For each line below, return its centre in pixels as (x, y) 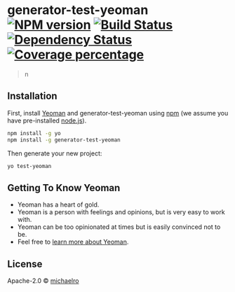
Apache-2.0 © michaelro (43, 281)
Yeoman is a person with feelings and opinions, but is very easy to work (121, 212)
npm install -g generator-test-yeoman (64, 140)
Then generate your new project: (55, 153)
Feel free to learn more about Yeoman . (73, 242)
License (25, 264)
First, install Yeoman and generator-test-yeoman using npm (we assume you (118, 113)
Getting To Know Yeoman (64, 188)
